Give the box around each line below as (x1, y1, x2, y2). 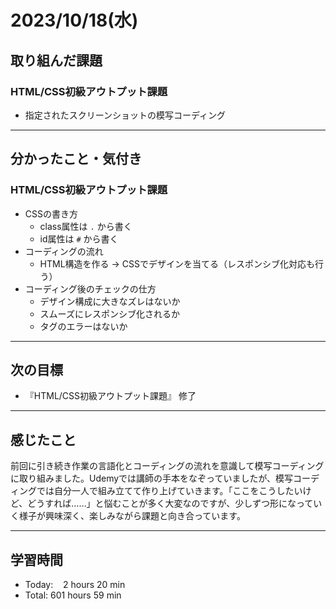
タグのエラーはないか (39, 320, 128, 332)
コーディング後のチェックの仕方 (24, 282, 157, 295)
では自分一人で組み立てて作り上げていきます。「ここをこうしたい (36, 485, 303, 497)
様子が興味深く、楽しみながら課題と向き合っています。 (18, 510, 246, 522)
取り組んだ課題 (10, 52, 103, 69)
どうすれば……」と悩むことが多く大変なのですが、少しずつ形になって (27, 497, 314, 510)
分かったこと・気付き (10, 151, 142, 168)
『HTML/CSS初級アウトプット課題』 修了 (24, 390, 197, 402)
